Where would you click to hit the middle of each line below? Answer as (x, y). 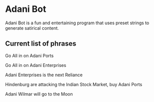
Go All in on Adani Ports (29, 55)
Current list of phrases (41, 44)
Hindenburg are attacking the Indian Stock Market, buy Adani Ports (74, 84)
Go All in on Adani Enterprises (36, 65)
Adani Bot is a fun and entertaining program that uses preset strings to (77, 23)
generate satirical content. (32, 28)
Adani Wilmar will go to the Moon (39, 94)
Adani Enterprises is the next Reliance (44, 75)
